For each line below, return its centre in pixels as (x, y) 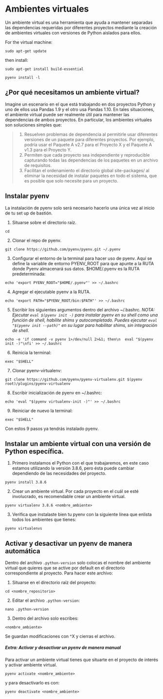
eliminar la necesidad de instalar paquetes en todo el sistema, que (91, 176)
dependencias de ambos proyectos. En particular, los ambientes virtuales (79, 120)
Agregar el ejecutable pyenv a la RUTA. (51, 292)
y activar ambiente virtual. (31, 665)
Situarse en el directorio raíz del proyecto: (54, 583)
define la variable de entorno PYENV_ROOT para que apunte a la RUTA (83, 263)
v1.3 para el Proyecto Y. (48, 150)
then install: (17, 60)
